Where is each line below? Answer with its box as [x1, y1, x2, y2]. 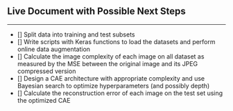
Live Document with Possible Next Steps [7, 6, 186, 17]
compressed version [17, 67, 76, 75]
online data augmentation [17, 45, 91, 53]
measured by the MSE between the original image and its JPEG [17, 59, 198, 68]
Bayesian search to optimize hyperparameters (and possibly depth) [17, 81, 210, 90]
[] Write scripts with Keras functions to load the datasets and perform [17, 37, 216, 46]
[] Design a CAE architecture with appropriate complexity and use [17, 74, 205, 82]
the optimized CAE [17, 96, 71, 104]
